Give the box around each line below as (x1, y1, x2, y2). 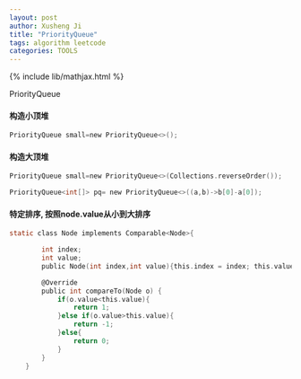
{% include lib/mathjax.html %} (9, 71, 125, 82)
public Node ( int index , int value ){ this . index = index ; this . (41, 261, 275, 270)
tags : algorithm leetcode (9, 38, 106, 48)
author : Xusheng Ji (9, 22, 82, 31)
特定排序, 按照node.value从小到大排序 (9, 208, 150, 219)
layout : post (9, 13, 58, 22)
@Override (41, 278, 78, 287)
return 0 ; (73, 336, 110, 346)
